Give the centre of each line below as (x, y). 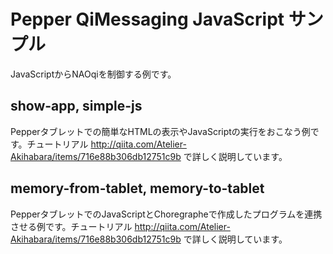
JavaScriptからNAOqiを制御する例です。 (93, 74)
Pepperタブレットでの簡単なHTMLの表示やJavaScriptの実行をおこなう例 (160, 131)
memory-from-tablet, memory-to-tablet (137, 188)
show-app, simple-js (76, 106)
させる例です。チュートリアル (71, 226)
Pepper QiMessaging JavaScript (147, 19)
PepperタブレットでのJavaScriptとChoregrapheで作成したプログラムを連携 (166, 214)
